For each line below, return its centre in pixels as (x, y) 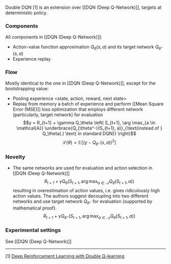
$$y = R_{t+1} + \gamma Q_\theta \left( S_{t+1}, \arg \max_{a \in (89, 123)
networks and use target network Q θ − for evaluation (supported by (82, 202)
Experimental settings (33, 230)
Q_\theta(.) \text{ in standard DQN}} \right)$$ (89, 134)
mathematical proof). (35, 208)
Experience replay (32, 59)
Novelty (15, 156)
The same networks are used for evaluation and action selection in (82, 168)
